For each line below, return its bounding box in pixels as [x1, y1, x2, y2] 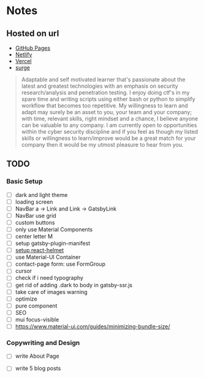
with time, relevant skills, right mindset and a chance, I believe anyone [21, 115, 198, 122]
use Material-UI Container [15, 253, 81, 261]
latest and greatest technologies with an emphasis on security [21, 82, 179, 90]
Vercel [15, 58, 32, 64]
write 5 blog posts [15, 364, 61, 372]
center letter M [15, 233, 53, 240]
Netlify [15, 51, 32, 58]
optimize [15, 295, 38, 303]
